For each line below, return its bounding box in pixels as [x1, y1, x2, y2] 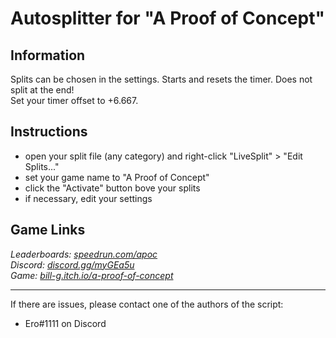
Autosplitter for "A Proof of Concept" [10, 7, 325, 30]
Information [10, 47, 86, 64]
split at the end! [10, 84, 75, 96]
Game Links [10, 222, 86, 239]
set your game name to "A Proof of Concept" [24, 171, 210, 183]
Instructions [10, 123, 88, 141]
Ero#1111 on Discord [24, 317, 107, 329]
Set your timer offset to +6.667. [10, 95, 139, 106]
